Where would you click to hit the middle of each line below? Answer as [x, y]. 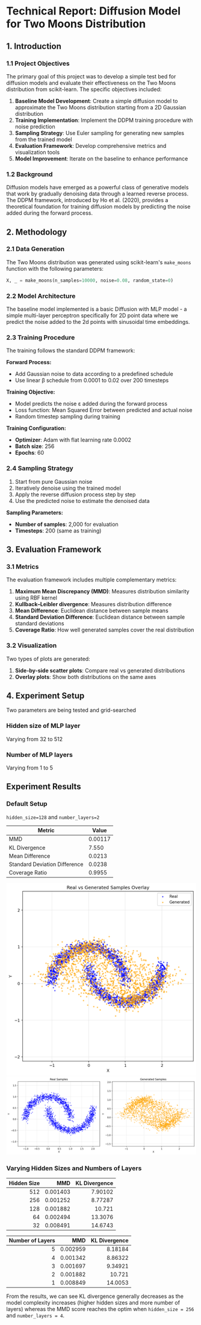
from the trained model [43, 139]
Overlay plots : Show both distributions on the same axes [85, 677]
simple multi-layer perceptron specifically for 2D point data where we [92, 315]
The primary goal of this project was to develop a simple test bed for [91, 76]
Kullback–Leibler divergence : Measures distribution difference [93, 604]
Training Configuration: [36, 428]
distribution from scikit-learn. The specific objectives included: [84, 89]
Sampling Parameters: [35, 512]
